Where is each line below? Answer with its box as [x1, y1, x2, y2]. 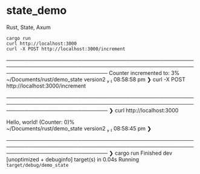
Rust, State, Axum [6, 24, 51, 31]
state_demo [6, 4, 67, 18]
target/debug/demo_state [6, 162, 69, 168]
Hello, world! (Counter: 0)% [6, 118, 75, 126]
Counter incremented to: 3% [108, 69, 180, 76]
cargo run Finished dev [114, 149, 173, 156]
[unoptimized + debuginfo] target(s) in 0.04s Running [6, 155, 139, 163]
